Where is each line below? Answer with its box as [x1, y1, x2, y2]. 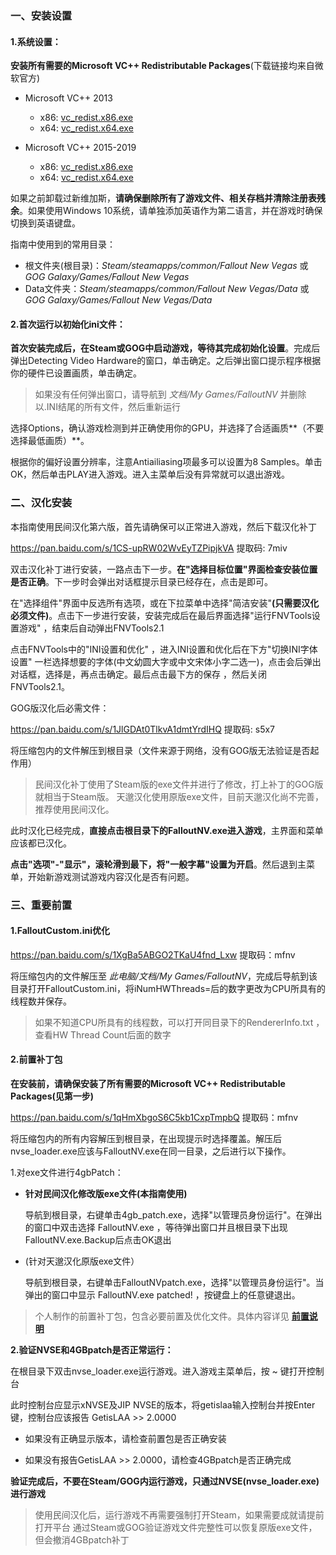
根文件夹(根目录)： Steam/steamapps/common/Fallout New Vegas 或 [24, 260, 309, 272]
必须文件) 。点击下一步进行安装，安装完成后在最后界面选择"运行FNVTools [10, 609, 312, 621]
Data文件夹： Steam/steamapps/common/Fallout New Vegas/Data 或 [24, 283, 310, 295]
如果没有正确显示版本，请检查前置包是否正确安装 [24, 1432, 227, 1444]
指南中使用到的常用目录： [10, 238, 116, 251]
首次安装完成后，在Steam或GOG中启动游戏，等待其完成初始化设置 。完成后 [10, 342, 321, 354]
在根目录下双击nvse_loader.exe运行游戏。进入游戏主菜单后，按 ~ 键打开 [10, 1365, 307, 1377]
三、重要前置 [10, 898, 73, 912]
